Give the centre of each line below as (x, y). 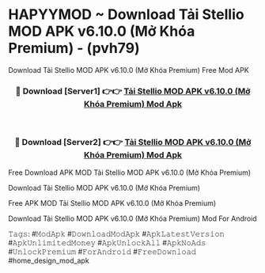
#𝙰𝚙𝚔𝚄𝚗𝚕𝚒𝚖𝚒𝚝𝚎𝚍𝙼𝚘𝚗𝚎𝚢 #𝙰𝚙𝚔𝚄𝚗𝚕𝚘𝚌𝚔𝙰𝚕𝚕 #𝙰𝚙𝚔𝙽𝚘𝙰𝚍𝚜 (107, 242)
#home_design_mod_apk (49, 260)
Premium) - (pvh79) (74, 48)
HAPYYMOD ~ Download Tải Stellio (126, 15)
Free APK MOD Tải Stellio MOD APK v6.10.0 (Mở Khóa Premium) (112, 203)
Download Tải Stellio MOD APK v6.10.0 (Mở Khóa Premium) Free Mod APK (129, 70)
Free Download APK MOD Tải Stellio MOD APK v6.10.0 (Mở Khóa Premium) (130, 173)
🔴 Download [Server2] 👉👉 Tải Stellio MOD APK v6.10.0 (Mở (133, 142)
